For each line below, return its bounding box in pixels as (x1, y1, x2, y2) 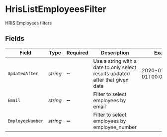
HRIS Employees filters (5, 20, 52, 26)
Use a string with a (93, 57, 137, 64)
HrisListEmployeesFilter (5, 3, 107, 15)
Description (101, 49, 129, 56)
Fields (5, 34, 25, 43)
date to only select (93, 64, 137, 71)
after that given (93, 76, 129, 83)
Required (66, 49, 88, 56)
